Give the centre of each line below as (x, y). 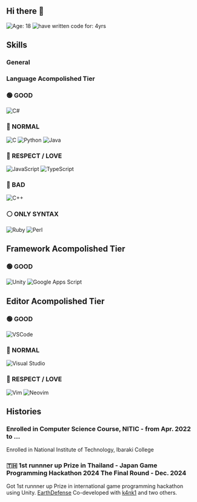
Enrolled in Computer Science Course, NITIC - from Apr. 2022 (98, 428)
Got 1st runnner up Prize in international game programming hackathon (95, 486)
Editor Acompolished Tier (55, 301)
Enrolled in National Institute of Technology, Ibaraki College (80, 450)
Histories (24, 411)
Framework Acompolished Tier (66, 249)
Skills (17, 45)
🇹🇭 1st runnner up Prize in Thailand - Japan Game (82, 465)
